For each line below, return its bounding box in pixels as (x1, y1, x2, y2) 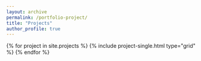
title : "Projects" (6, 20, 53, 26)
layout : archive (6, 8, 47, 15)
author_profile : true (6, 25, 61, 32)
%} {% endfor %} (6, 49, 50, 56)
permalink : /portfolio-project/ (6, 14, 88, 21)
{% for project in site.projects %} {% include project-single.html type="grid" (6, 42, 196, 50)
